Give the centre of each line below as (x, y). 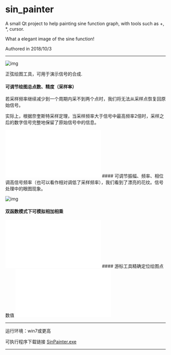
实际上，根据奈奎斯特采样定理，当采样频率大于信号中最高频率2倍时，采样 (82, 116)
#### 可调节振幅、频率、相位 (133, 176)
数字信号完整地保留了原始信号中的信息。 (56, 122)
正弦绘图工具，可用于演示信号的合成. (44, 74)
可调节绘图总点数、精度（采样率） (41, 86)
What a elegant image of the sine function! (50, 39)
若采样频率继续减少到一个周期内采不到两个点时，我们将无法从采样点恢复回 (83, 99)
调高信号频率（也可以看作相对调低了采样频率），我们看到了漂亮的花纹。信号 (84, 183)
